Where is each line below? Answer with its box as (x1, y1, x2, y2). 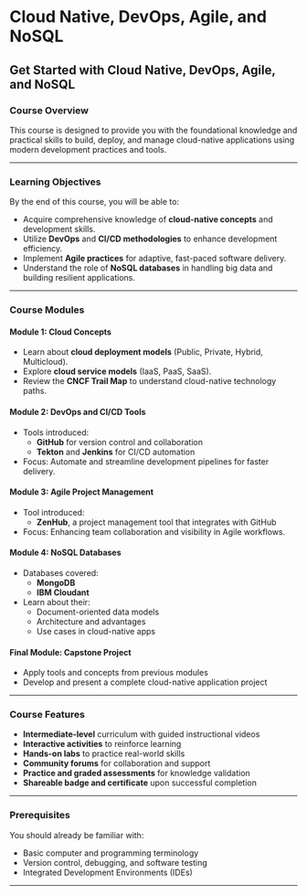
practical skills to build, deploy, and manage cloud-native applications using (9, 134, 295, 145)
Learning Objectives (9, 176, 102, 188)
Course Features (9, 709, 85, 721)
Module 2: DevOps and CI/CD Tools (9, 406, 146, 417)
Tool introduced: (22, 506, 85, 517)
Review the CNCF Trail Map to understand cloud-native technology (22, 376, 277, 387)
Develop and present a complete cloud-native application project (22, 677, 268, 687)
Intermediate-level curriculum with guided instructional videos (22, 729, 260, 740)
